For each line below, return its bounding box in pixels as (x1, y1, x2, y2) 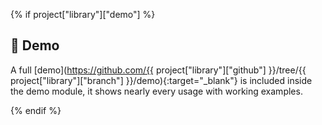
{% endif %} (10, 104, 62, 116)
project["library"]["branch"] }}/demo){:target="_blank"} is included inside (10, 74, 313, 86)
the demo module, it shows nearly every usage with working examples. (10, 85, 303, 97)
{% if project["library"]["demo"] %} (10, 9, 156, 20)
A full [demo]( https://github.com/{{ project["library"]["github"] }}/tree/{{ (10, 64, 307, 76)
